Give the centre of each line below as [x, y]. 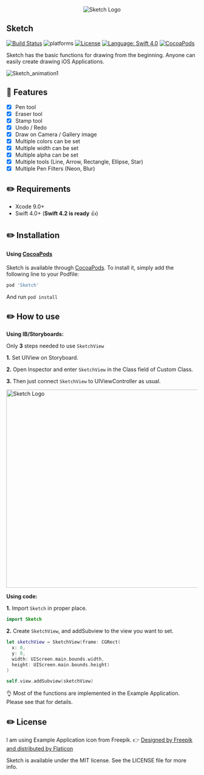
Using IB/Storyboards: [35, 334]
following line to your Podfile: [43, 274]
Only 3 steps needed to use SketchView [55, 346]
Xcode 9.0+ [30, 207]
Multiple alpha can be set [47, 155]
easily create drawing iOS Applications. [55, 61]
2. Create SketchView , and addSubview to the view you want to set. [90, 631]
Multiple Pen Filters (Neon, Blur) [55, 169]
